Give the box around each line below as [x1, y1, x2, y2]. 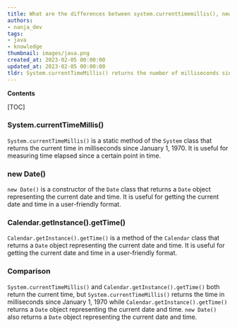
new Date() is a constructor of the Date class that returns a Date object [7, 185, 212, 194]
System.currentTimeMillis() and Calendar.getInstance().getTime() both [7, 282, 220, 291]
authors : [7, 17, 33, 24]
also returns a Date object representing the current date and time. [7, 312, 197, 321]
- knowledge [7, 43, 42, 50]
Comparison [7, 266, 51, 276]
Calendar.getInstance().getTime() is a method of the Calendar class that [7, 234, 220, 242]
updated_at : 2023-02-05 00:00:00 [7, 63, 106, 70]
